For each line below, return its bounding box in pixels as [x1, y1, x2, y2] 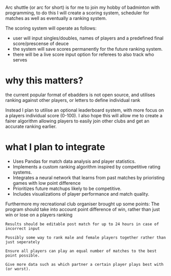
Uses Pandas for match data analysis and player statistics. [12, 158, 136, 164]
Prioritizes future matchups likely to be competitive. [12, 185, 122, 192]
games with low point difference [12, 180, 81, 186]
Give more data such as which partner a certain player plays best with [5, 262, 164, 267]
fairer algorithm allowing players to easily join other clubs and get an [5, 118, 149, 124]
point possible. [5, 253, 40, 258]
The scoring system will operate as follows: [5, 25, 97, 31]
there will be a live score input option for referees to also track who [12, 51, 155, 57]
